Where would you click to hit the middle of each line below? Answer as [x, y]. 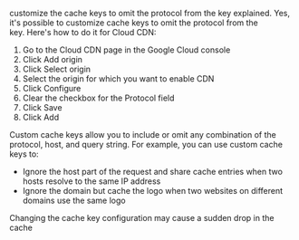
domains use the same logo [74, 200]
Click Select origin [57, 69]
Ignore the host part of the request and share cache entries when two [153, 172]
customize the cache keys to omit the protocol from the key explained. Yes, [149, 13]
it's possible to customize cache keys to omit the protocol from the [134, 23]
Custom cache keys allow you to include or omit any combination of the [143, 134]
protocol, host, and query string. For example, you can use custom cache [146, 144]
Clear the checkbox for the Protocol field [98, 98]
